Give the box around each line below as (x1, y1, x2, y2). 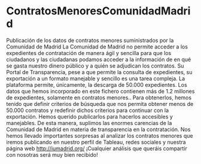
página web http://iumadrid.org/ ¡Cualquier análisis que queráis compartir (6, 145, 187, 152)
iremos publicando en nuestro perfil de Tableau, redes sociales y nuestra (6, 138, 187, 145)
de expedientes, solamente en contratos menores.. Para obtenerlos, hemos (6, 94, 192, 101)
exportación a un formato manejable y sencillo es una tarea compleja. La (6, 75, 185, 82)
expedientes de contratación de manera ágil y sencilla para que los (6, 49, 172, 56)
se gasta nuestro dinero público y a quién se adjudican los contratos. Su (6, 62, 184, 69)
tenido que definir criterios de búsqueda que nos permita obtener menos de (6, 100, 194, 107)
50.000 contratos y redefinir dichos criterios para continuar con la (6, 107, 169, 114)
